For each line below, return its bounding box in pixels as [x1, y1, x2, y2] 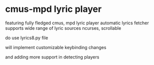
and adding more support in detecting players [5, 54, 99, 60]
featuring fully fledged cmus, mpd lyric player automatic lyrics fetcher [5, 20, 149, 26]
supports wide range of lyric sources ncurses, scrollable [5, 25, 121, 31]
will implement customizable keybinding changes [5, 44, 106, 50]
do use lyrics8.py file [5, 35, 48, 41]
